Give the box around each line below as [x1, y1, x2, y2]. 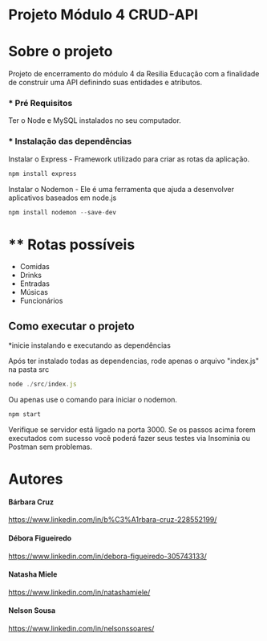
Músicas [19, 288, 48, 297]
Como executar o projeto [8, 319, 135, 333]
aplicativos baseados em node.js [8, 193, 117, 202]
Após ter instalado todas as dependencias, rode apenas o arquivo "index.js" [8, 356, 259, 366]
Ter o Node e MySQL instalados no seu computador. [8, 116, 182, 125]
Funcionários [19, 296, 63, 306]
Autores [8, 470, 63, 488]
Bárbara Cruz [8, 496, 55, 507]
